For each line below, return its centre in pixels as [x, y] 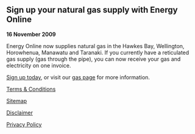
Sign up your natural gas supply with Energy [92, 10]
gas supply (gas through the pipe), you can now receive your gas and [94, 59]
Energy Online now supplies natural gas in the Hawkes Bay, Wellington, [95, 46]
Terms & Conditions [31, 89]
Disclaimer [20, 113]
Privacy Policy [24, 124]
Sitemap [17, 100]
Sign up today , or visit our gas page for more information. [78, 77]
